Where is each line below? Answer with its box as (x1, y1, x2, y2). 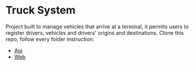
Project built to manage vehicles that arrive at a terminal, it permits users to (5, 23, 189, 30)
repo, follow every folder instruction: (5, 35, 94, 42)
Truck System (5, 4, 76, 17)
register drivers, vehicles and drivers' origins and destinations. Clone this (5, 29, 184, 36)
